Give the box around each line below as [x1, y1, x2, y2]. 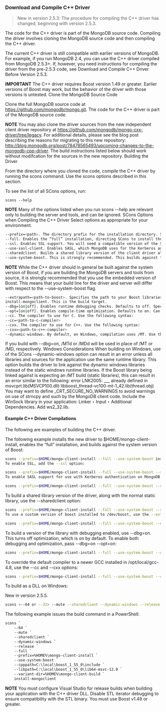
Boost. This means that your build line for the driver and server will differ [5, 280, 153, 286]
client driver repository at [5, 127, 57, 133]
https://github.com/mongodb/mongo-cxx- [57, 127, 143, 133]
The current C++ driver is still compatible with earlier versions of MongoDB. [5, 50, 160, 56]
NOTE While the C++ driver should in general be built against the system [5, 264, 153, 270]
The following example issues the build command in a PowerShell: [5, 611, 140, 617]
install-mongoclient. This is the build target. [5, 300, 107, 305]
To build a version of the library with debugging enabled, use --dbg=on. [5, 530, 152, 536]
